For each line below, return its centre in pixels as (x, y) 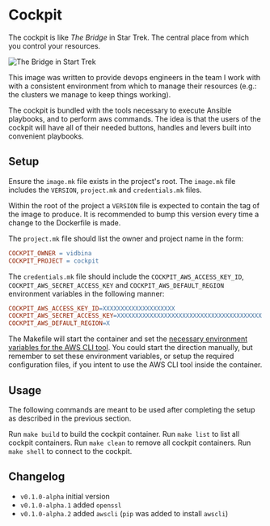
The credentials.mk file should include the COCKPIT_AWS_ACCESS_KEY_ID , (126, 276)
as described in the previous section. (70, 418)
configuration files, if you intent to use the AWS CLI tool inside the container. (135, 365)
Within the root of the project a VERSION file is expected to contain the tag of (134, 205)
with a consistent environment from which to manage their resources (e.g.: (133, 86)
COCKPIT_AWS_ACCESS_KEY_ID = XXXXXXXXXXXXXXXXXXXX (92, 308)
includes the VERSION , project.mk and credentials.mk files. (105, 190)
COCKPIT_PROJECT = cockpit (54, 261)
